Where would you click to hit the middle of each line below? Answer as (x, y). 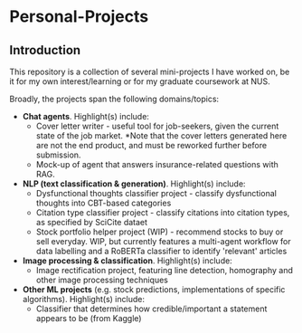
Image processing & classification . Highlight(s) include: (127, 261)
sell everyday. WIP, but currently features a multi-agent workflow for (163, 241)
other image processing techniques (102, 280)
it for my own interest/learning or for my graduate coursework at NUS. (140, 81)
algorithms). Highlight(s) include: (83, 299)
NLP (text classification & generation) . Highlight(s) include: (134, 184)
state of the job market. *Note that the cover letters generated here (161, 136)
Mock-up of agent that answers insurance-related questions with (157, 164)
